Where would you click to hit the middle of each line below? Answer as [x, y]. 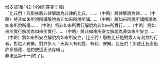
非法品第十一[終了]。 [26, 55]
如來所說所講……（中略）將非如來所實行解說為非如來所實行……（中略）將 [78, 25]
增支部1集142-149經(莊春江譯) [35, 7]
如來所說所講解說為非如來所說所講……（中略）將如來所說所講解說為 [89, 19]
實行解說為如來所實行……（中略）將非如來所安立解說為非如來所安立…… [85, 31]
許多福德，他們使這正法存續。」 [36, 49]
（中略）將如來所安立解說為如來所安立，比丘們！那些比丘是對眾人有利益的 [79, 37]
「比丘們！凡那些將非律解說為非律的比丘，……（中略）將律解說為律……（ [78, 13]
